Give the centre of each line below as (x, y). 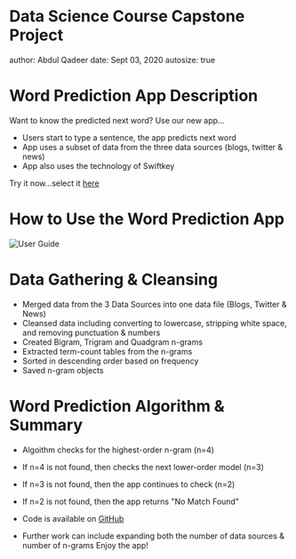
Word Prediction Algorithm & (117, 406)
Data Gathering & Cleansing (114, 279)
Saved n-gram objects (63, 370)
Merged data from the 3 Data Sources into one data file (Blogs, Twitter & (154, 304)
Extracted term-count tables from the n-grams (107, 351)
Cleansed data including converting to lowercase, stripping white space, (154, 323)
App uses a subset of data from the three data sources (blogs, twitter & (152, 147)
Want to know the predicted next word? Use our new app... (117, 120)
